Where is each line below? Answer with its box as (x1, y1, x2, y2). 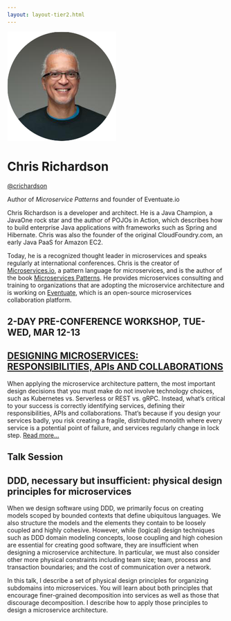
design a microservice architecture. (7, 606, 109, 614)
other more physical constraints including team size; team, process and (7, 555, 211, 563)
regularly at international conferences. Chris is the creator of (7, 259, 180, 267)
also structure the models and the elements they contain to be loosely (7, 518, 206, 527)
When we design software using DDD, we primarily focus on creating (7, 504, 204, 512)
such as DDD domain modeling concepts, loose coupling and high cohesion (7, 533, 223, 541)
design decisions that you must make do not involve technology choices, (7, 386, 214, 395)
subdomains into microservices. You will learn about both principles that (7, 584, 213, 592)
